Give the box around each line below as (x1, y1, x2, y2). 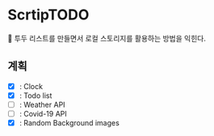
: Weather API (19, 100, 65, 109)
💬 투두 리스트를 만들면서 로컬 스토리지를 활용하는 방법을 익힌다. (7, 33, 207, 43)
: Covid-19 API (19, 108, 68, 118)
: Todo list (19, 91, 52, 100)
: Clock (19, 81, 44, 91)
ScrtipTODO (7, 6, 90, 24)
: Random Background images (19, 118, 120, 127)
